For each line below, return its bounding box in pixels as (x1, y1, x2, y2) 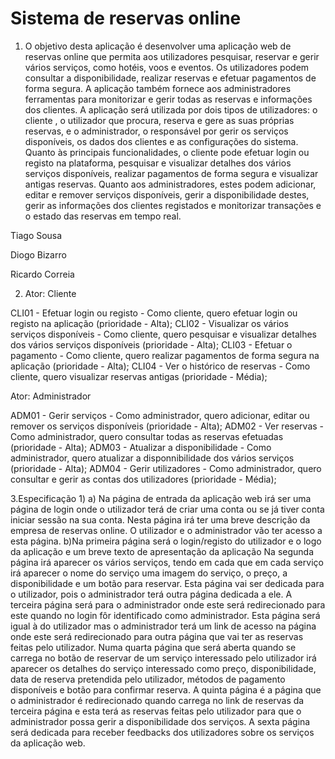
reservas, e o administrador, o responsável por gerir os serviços (24, 125, 289, 137)
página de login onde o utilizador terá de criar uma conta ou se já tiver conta (10, 503, 325, 515)
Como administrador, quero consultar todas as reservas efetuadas (10, 430, 284, 442)
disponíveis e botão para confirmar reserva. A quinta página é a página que (10, 683, 322, 696)
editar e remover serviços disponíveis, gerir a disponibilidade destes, (24, 188, 310, 201)
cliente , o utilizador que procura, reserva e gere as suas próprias (24, 114, 295, 126)
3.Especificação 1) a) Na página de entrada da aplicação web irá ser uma (10, 492, 312, 504)
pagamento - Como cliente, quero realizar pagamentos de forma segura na (10, 349, 320, 361)
